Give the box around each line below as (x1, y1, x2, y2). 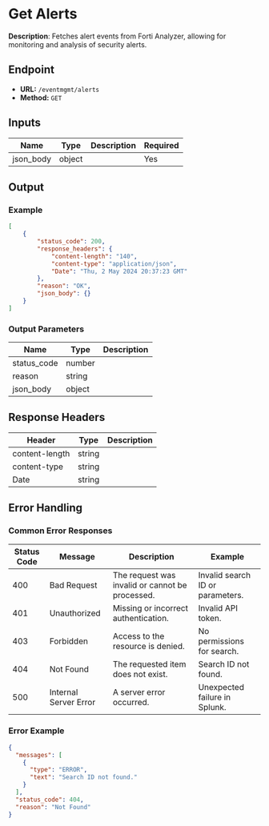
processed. (112, 589, 155, 600)
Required (143, 139, 179, 150)
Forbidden (49, 636, 88, 647)
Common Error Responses (8, 525, 113, 536)
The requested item (112, 658, 187, 669)
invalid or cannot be (112, 579, 187, 591)
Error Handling (8, 501, 82, 515)
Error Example (8, 725, 65, 736)
